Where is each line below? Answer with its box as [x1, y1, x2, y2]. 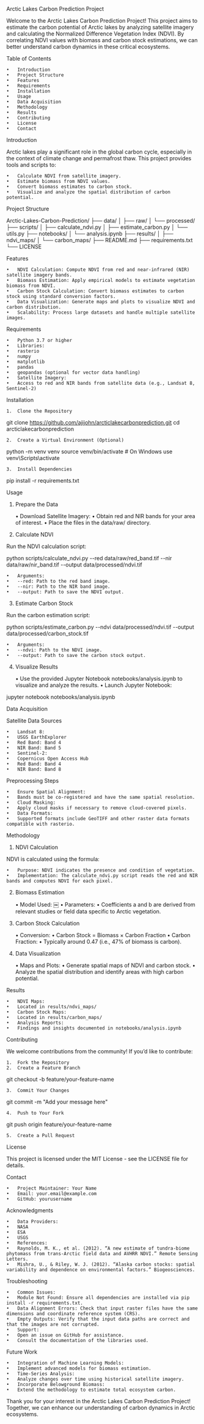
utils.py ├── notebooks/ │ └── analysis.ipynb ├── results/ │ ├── [6, 230, 174, 237]
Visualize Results [15, 663, 58, 670]
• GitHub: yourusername [6, 1196, 72, 1202]
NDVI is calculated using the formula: [6, 856, 100, 862]
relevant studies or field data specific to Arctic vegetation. [15, 908, 161, 915]
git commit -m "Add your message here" [6, 1098, 108, 1105]
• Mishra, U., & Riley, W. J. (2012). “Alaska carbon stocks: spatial [6, 1261, 195, 1267]
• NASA [6, 1224, 29, 1230]
